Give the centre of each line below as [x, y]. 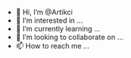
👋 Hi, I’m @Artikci [44, 12]
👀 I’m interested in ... [49, 20]
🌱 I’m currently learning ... [58, 29]
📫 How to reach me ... [52, 46]
